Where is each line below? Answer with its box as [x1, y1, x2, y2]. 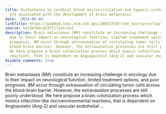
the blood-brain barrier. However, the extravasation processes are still [5, 87, 148, 93]
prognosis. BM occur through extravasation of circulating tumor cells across [5, 82, 160, 88]
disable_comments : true [5, 58, 54, 63]
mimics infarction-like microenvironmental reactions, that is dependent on [5, 98, 156, 104]
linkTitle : [5, 21, 28, 26]
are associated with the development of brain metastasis [9, 12, 132, 17]
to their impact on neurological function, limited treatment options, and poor [5, 77, 160, 83]
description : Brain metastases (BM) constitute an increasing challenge [5, 30, 158, 35]
